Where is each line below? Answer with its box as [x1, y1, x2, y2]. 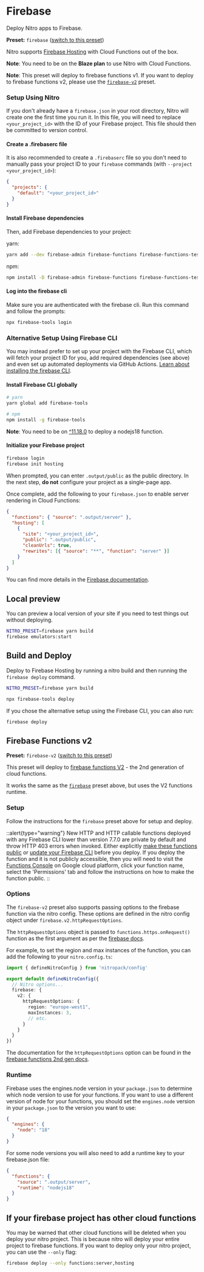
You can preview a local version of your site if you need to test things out [6, 610, 189, 617]
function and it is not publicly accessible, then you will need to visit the [6, 855, 183, 862]
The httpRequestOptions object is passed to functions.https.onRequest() [6, 928, 191, 935]
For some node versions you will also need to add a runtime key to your [6, 1149, 185, 1156]
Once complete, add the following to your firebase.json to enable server [6, 490, 189, 497]
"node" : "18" [17, 1127, 50, 1133]
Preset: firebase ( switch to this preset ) [6, 36, 104, 43]
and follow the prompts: [6, 307, 66, 315]
